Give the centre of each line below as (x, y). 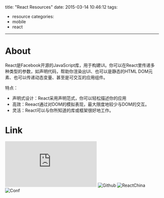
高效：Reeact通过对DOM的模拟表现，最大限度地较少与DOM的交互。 (81, 104)
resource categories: (33, 16)
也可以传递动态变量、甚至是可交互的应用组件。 (61, 77)
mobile (19, 22)
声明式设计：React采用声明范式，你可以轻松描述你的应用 (69, 98)
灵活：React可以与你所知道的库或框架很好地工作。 (63, 110)
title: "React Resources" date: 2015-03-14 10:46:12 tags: (61, 7)
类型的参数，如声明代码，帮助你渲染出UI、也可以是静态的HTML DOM (79, 71)
